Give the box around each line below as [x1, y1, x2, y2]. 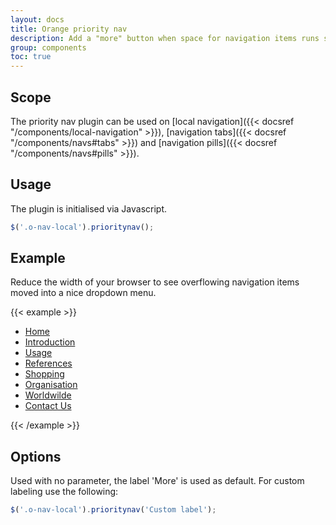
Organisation [24, 379, 78, 391]
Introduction [24, 336, 76, 348]
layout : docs [10, 14, 65, 25]
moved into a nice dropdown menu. [10, 287, 157, 299]
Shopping [24, 368, 65, 380]
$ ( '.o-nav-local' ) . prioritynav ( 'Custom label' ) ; [10, 505, 217, 515]
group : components [10, 42, 87, 53]
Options [10, 448, 62, 465]
